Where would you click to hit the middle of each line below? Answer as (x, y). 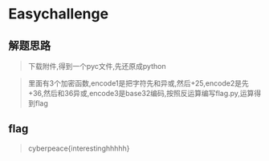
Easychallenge (59, 14)
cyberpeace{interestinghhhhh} (79, 148)
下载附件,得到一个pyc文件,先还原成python (97, 66)
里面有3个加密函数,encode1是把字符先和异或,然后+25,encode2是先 (138, 83)
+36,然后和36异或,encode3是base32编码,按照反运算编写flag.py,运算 (141, 93)
